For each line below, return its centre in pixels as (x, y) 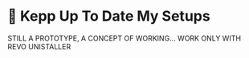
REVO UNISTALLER (39, 46)
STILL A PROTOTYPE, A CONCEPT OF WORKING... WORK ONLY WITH (124, 38)
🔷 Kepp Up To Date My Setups (109, 16)
